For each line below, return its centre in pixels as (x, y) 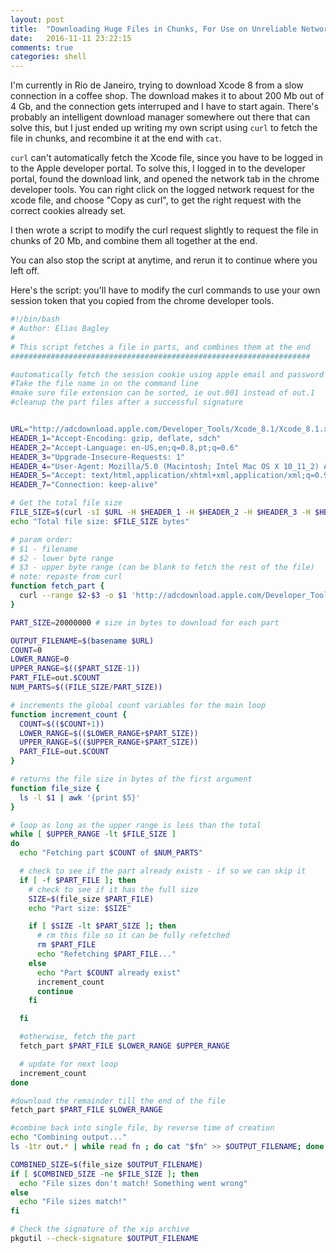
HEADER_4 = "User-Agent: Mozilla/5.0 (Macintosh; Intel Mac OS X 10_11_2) (165, 466)
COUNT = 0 (26, 650)
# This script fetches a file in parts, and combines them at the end (160, 347)
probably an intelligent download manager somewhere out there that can (160, 117)
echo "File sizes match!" (73, 1202)
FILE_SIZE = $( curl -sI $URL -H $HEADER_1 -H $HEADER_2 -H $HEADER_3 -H (160, 512)
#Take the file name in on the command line (104, 384)
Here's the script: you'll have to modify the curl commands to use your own (165, 290)
